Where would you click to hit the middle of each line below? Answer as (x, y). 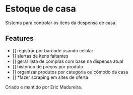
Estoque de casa (41, 9)
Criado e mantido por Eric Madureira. (44, 87)
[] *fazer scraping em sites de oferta (50, 77)
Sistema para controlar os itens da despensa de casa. (61, 23)
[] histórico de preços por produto (48, 66)
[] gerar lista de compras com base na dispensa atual (68, 61)
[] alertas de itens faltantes (41, 56)
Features (19, 38)
